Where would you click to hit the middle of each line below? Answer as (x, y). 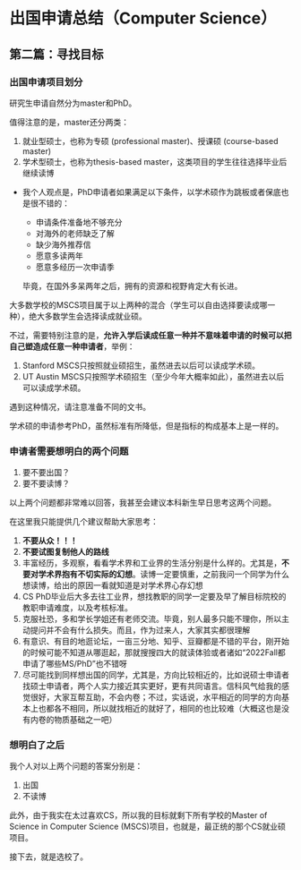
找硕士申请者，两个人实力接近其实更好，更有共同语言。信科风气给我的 (152, 687)
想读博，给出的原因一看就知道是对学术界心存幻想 (112, 585)
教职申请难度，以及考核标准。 (77, 608)
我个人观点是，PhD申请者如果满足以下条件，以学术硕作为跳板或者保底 (152, 192)
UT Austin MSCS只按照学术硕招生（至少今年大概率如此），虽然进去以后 (153, 376)
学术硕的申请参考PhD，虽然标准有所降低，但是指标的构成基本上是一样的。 (146, 425)
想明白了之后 (37, 746)
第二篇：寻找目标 (56, 54)
